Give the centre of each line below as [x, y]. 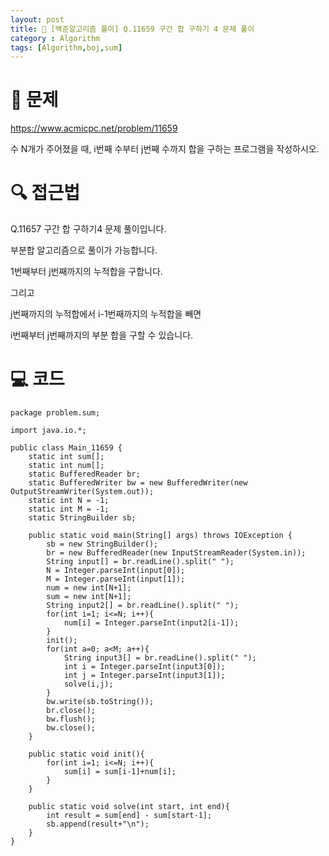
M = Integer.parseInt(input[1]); [116, 579]
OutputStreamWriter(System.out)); [82, 492]
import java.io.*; [48, 431]
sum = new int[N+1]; [89, 597]
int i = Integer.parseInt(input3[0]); [144, 667]
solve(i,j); [88, 684]
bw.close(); [71, 728]
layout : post [37, 19]
